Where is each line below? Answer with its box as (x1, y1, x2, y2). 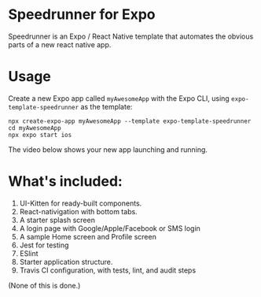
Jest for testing (19, 240, 69, 250)
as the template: (80, 102, 133, 111)
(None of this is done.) (8, 280, 81, 290)
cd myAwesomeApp (8, 124, 61, 132)
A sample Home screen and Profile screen (19, 232, 157, 241)
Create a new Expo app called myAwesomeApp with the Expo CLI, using (8, 93, 230, 103)
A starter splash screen (19, 215, 96, 225)
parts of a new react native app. (8, 39, 112, 49)
